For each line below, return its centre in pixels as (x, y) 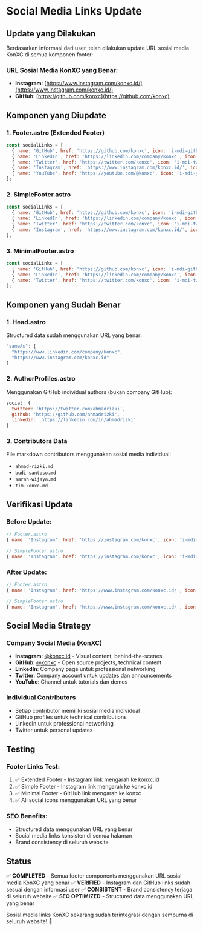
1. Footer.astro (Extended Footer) (56, 133)
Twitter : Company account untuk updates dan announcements (93, 676)
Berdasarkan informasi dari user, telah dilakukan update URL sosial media (98, 48)
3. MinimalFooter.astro (40, 251)
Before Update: (29, 521)
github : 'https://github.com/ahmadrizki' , (66, 414)
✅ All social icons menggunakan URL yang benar (76, 800)
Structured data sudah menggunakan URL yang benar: (74, 335)
